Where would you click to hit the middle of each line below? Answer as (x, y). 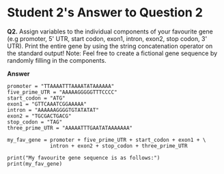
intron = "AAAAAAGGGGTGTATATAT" (53, 110)
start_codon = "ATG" (37, 98)
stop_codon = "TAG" (35, 122)
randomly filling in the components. (57, 60)
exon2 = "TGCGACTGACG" (39, 116)
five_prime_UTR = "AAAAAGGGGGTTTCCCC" (62, 92)
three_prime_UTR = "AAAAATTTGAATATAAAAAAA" (70, 128)
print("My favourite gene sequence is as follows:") (84, 158)
